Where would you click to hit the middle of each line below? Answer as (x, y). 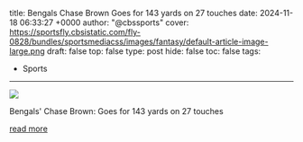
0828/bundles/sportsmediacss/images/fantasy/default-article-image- (139, 41)
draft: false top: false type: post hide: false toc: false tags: (154, 51)
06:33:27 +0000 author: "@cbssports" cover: (104, 22)
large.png (27, 51)
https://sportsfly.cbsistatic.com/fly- (75, 32)
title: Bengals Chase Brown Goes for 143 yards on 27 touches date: (134, 13)
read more (28, 129)
